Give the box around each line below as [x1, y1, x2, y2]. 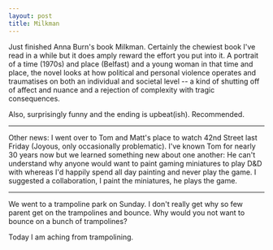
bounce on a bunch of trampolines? [8, 216, 128, 226]
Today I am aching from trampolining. [8, 232, 134, 242]
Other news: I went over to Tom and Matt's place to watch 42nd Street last [8, 132, 258, 142]
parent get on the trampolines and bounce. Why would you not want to [8, 208, 245, 218]
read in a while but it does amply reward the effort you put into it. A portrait [8, 50, 258, 60]
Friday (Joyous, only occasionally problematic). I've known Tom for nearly [8, 141, 256, 151]
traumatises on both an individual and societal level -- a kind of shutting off [8, 76, 260, 86]
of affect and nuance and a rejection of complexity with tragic [8, 84, 215, 94]
